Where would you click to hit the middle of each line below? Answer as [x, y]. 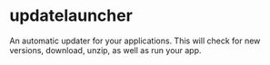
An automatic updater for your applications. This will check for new [135, 41]
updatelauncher [71, 16]
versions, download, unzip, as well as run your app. [105, 50]
